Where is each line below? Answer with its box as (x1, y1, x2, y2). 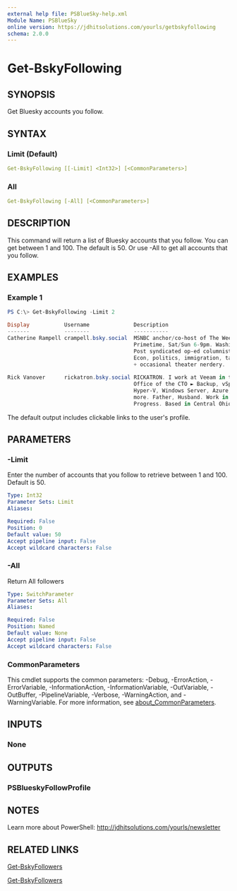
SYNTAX (7, 128, 47, 140)
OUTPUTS (7, 761, 53, 774)
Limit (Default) (7, 149, 58, 159)
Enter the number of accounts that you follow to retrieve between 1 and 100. (7, 471, 228, 479)
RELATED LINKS (7, 844, 79, 856)
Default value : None (7, 630, 68, 637)
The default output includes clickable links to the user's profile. (7, 413, 190, 421)
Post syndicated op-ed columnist (133, 348, 232, 355)
